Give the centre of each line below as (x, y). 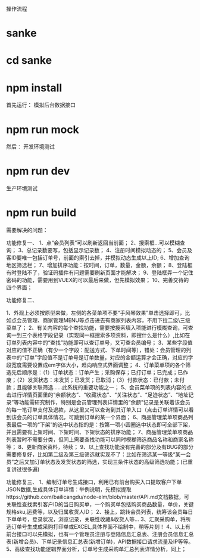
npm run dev (38, 171)
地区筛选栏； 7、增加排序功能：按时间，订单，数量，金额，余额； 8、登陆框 (99, 265)
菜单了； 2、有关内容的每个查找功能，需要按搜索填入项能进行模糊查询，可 (97, 328)
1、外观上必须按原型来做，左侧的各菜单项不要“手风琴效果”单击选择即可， (96, 313)
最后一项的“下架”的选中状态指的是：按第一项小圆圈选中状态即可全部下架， (102, 424)
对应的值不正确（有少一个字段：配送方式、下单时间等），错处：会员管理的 (96, 350)
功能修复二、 (22, 300)
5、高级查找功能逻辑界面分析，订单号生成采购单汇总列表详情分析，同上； (96, 549)
